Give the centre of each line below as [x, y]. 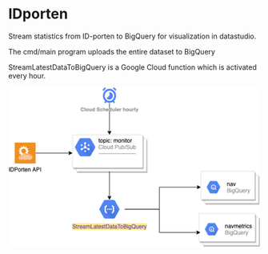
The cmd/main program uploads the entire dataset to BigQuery [112, 51]
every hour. [27, 75]
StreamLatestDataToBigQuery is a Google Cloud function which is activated [133, 67]
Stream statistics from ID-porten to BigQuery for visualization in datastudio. [132, 36]
